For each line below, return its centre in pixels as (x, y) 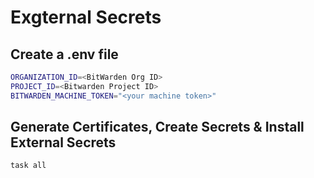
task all (28, 166)
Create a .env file (64, 54)
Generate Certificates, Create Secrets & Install (157, 127)
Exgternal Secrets (86, 17)
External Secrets (63, 142)
